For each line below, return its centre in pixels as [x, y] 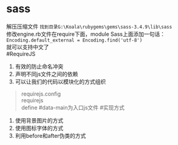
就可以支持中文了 [28, 47]
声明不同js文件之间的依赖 [46, 74]
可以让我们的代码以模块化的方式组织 [60, 82]
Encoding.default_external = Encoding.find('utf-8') [74, 40]
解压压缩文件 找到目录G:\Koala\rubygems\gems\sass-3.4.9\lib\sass [89, 26]
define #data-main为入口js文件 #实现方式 [73, 107]
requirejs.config [41, 94]
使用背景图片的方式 [39, 120]
